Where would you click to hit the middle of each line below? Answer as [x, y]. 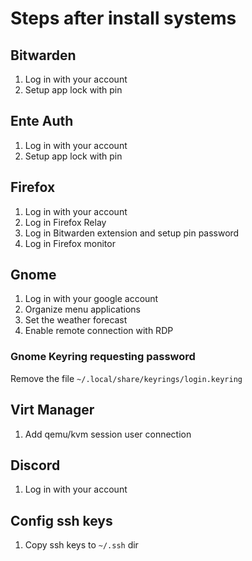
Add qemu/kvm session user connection [108, 434]
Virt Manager [52, 410]
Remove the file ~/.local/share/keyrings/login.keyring [126, 378]
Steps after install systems [123, 18]
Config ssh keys [61, 520]
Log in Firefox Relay [65, 222]
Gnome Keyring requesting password [103, 357]
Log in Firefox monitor [70, 243]
